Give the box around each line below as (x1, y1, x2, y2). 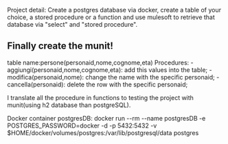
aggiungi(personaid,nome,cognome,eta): (7, 65, 124, 74)
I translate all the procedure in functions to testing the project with (7, 93, 194, 101)
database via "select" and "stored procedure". (7, 21, 138, 28)
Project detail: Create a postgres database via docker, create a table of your (7, 6, 222, 14)
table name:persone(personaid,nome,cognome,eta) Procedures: (7, 58, 190, 67)
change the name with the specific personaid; (85, 73, 215, 81)
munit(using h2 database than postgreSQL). (7, 101, 131, 109)
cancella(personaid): (7, 80, 66, 88)
